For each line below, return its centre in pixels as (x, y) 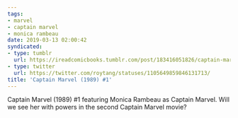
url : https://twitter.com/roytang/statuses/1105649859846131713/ (112, 73)
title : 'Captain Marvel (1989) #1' (60, 79)
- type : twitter (31, 66)
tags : (15, 14)
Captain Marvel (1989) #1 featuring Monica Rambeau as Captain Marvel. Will (119, 100)
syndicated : (25, 47)
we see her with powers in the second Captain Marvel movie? (97, 107)
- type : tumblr (30, 54)
